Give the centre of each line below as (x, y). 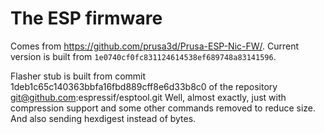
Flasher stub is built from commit (78, 76)
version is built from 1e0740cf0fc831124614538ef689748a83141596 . (143, 56)
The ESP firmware (86, 18)
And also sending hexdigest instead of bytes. (103, 118)
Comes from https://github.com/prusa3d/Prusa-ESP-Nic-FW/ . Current (155, 46)
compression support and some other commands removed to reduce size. (163, 108)
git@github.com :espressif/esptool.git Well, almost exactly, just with (148, 97)
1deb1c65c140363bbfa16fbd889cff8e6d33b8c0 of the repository (144, 86)
